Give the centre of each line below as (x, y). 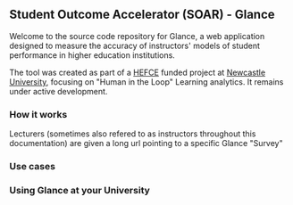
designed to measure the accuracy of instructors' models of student (135, 45)
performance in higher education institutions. (92, 55)
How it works (38, 114)
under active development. (59, 91)
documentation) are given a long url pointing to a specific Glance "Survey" (146, 143)
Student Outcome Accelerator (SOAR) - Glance (142, 15)
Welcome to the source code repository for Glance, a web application (137, 36)
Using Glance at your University (80, 190)
